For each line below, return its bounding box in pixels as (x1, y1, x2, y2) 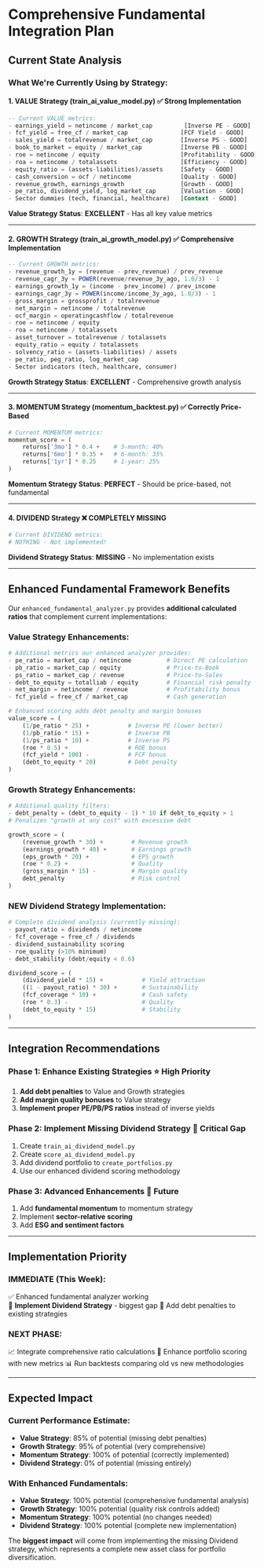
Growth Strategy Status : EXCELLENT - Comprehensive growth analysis (8, 377, 242, 387)
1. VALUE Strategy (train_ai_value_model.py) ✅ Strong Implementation (8, 97, 242, 106)
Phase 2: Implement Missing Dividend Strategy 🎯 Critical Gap (8, 1123, 246, 1134)
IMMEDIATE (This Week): (8, 1274, 106, 1285)
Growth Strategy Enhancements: (8, 784, 136, 795)
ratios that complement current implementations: (8, 611, 167, 621)
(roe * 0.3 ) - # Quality (22, 998, 174, 1006)
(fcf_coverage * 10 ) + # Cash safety (22, 991, 189, 999)
